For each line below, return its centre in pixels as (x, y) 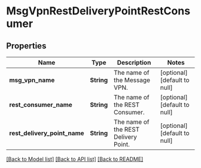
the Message (132, 80)
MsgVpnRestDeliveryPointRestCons (98, 11)
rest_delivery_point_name (47, 133)
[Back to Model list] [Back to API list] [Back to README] (75, 159)
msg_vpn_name (32, 80)
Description (134, 62)
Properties (26, 46)
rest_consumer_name (41, 105)
